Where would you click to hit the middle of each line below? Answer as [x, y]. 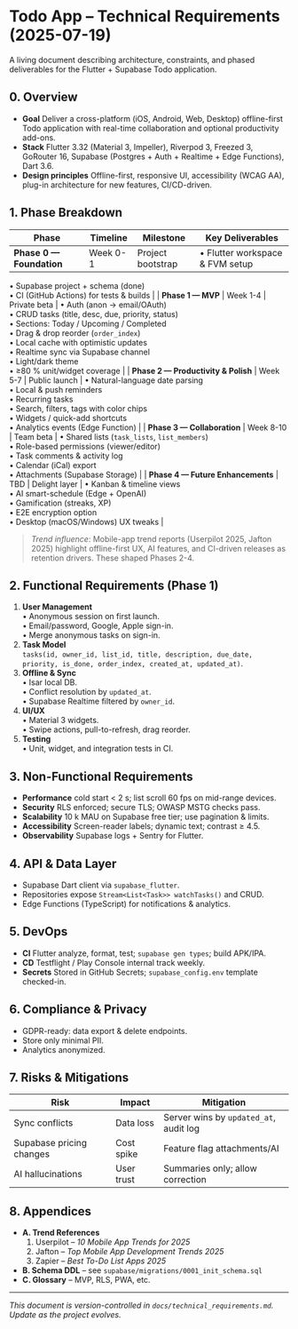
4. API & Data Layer [63, 863]
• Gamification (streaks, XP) [60, 503]
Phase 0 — [37, 252]
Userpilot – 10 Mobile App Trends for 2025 [113, 1242]
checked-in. [44, 981]
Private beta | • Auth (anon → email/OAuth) [88, 305]
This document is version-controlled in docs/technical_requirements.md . [141, 1305]
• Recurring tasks [41, 399]
